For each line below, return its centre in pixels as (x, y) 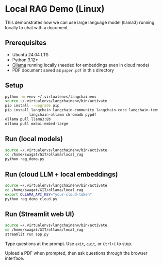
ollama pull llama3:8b (28, 119)
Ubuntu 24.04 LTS (30, 54)
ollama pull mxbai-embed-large (37, 124)
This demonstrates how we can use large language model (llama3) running (80, 22)
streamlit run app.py (27, 234)
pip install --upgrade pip (32, 106)
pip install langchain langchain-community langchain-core (66, 110)
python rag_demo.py (25, 159)
